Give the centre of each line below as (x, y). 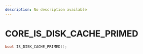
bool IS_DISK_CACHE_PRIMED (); (36, 47)
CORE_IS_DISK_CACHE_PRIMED (72, 33)
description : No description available (46, 9)
